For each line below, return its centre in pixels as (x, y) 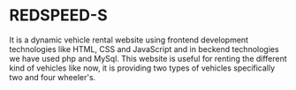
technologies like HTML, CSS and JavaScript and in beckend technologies (144, 49)
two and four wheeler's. (53, 77)
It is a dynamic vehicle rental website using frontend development (129, 40)
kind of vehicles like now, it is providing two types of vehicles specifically (142, 68)
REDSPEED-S (58, 15)
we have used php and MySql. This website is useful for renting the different (148, 58)
